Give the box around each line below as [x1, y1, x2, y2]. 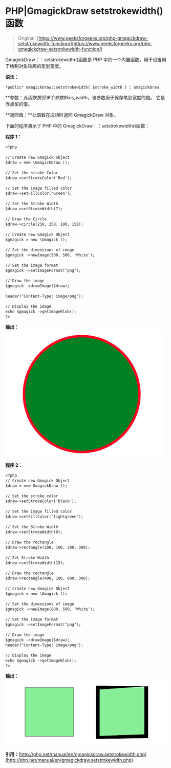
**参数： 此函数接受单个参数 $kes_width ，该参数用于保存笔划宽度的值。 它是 [5, 94, 165, 100]
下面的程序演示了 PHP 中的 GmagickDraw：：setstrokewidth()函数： [5, 122, 150, 129]
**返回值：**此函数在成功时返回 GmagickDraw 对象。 [5, 112, 119, 118]
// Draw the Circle [5, 216, 47, 222]
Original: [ [17, 35, 39, 41]
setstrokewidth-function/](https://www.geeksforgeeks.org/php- [17, 40, 153, 46]
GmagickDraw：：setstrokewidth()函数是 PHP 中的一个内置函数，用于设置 [5, 57, 162, 63]
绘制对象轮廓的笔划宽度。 [9, 63, 64, 69]
